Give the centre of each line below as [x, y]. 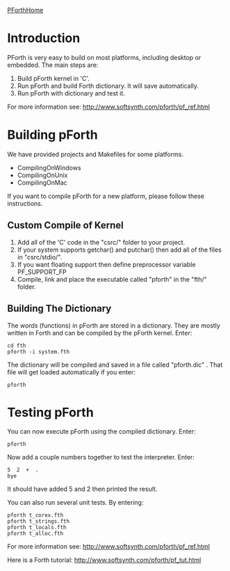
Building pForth [53, 135]
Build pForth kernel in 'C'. [54, 78]
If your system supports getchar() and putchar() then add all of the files [120, 250]
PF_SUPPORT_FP [42, 272]
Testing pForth [50, 412]
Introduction [44, 38]
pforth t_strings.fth [39, 521]
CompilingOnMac [42, 182]
